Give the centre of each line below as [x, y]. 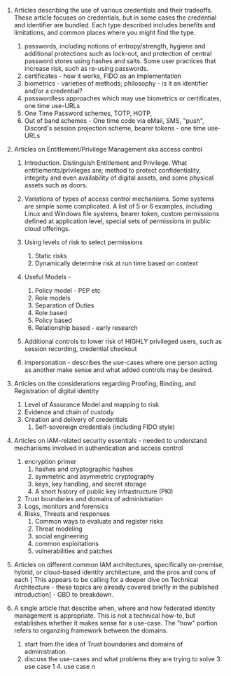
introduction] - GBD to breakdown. [64, 595]
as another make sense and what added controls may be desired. [119, 370]
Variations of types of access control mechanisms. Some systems [119, 199]
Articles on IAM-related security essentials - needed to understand [110, 440]
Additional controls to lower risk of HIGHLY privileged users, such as [123, 341]
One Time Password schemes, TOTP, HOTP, [88, 113]
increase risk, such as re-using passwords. [86, 68]
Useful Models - [48, 277]
